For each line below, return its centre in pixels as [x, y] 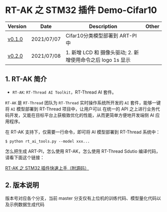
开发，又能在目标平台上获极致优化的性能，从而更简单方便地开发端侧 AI [82, 115]
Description [103, 26]
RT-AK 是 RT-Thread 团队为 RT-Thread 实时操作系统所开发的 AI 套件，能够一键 [83, 103]
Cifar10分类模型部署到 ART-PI [101, 35]
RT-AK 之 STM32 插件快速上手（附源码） [47, 168]
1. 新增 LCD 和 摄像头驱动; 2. [99, 52]
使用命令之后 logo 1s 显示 [100, 60]
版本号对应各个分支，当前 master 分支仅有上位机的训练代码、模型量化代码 [81, 198]
